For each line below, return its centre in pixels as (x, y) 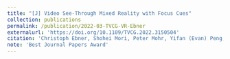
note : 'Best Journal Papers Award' (58, 45)
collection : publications (44, 20)
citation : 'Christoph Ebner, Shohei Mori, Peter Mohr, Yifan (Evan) (107, 39)
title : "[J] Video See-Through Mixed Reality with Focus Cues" (100, 13)
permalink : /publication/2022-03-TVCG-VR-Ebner (77, 26)
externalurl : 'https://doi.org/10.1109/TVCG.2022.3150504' (93, 32)
